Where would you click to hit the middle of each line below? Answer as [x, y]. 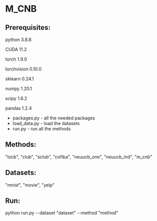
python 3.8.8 [18, 39]
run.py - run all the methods [42, 129]
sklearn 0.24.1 [20, 79]
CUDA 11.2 [16, 49]
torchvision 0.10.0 [23, 69]
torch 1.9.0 [16, 59]
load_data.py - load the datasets [46, 123]
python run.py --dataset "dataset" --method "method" [62, 213]
